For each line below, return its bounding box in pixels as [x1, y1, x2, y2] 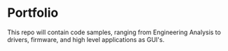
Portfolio [7, 5, 59, 21]
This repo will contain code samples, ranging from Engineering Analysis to [7, 28, 222, 36]
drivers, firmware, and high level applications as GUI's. [7, 35, 165, 43]
